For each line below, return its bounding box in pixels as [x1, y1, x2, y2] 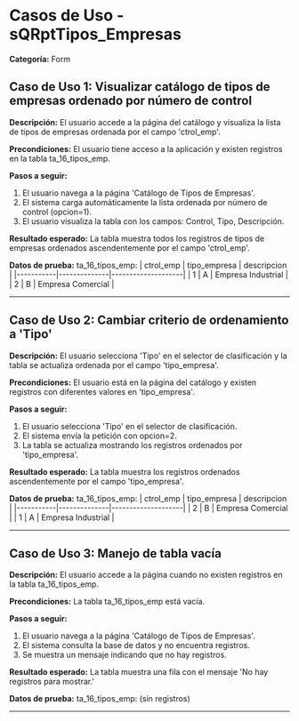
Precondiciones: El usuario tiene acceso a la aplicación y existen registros [9, 143, 283, 154]
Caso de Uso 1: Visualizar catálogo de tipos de [9, 79, 271, 94]
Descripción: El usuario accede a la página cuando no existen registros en [9, 570, 283, 581]
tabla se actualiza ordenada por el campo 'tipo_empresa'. [9, 359, 220, 370]
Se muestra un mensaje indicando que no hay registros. [21, 650, 227, 661]
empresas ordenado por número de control [9, 93, 252, 108]
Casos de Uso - [9, 5, 125, 26]
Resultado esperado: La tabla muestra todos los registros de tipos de [9, 233, 265, 244]
